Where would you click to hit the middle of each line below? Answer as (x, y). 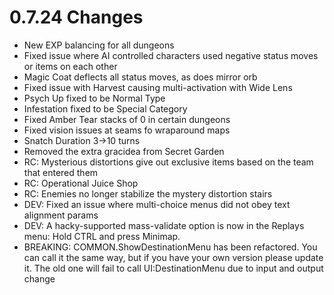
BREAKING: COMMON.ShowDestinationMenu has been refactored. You (170, 247)
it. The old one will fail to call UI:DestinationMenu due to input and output (173, 268)
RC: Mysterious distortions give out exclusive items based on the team (168, 162)
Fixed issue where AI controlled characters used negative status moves (171, 55)
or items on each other (70, 66)
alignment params (61, 215)
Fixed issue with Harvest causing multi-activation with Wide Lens (158, 87)
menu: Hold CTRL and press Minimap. (102, 236)
